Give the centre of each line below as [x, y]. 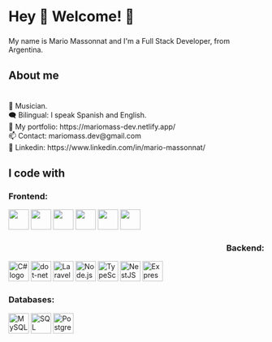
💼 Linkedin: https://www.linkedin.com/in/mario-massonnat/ [107, 147]
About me [34, 75]
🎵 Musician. [28, 106]
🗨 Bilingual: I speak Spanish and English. [78, 115]
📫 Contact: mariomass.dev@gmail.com [75, 136]
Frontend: [28, 196]
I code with [37, 173]
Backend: [245, 248]
